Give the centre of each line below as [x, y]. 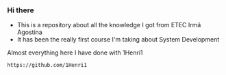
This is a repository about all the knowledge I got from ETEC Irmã [109, 25]
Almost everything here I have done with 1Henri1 [75, 52]
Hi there [21, 10]
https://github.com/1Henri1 [47, 65]
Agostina [29, 32]
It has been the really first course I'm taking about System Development [118, 40]
